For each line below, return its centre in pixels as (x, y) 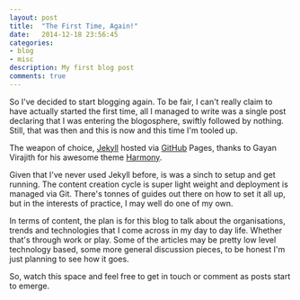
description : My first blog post (72, 68)
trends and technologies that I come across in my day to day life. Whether (146, 230)
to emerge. (30, 286)
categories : (31, 43)
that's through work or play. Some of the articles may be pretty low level (143, 240)
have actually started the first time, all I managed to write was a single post (148, 111)
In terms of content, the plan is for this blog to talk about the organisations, (147, 220)
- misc (22, 59)
